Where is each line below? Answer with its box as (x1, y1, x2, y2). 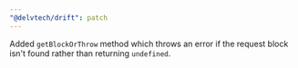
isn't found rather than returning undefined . (9, 47, 171, 59)
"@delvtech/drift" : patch (9, 13, 108, 23)
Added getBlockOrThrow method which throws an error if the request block (9, 38, 289, 49)
